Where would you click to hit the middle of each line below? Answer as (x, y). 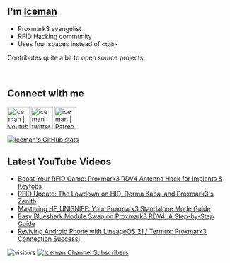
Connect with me (46, 94)
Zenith (27, 201)
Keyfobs (30, 186)
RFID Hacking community (54, 36)
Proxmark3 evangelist (49, 28)
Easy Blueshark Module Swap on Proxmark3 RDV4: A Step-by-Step (116, 216)
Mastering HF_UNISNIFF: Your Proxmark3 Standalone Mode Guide (114, 209)
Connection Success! (48, 239)
